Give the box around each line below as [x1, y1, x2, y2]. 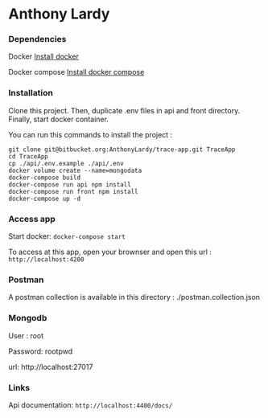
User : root [8, 330, 44, 340]
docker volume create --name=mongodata [8, 166, 142, 174]
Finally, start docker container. [8, 114, 109, 124]
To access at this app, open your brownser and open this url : [8, 247, 212, 257]
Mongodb [8, 313, 47, 324]
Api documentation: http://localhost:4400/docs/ [8, 400, 173, 410]
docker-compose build [8, 174, 81, 182]
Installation [8, 88, 54, 99]
